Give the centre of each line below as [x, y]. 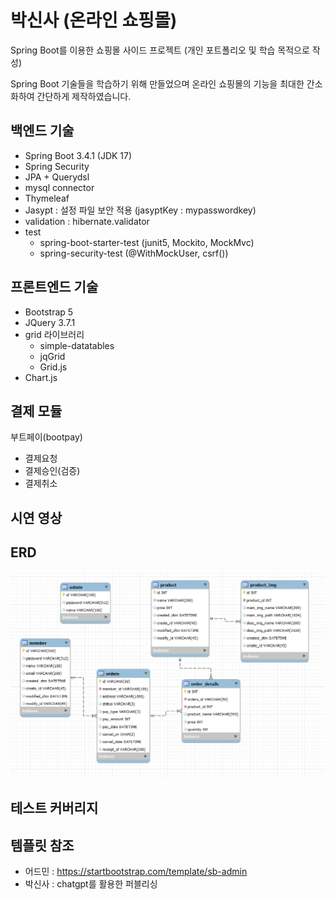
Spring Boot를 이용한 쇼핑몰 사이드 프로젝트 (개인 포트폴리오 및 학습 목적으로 [160, 50]
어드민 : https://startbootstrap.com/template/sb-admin [136, 872]
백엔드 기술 [42, 131]
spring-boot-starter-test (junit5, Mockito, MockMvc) [147, 242]
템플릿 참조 [42, 845]
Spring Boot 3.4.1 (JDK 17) [78, 155]
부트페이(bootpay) [46, 437]
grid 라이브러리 [54, 334]
